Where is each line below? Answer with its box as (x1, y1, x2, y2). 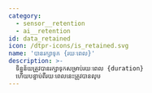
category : (8, 11, 42, 20)
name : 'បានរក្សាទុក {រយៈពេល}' (8, 49, 96, 57)
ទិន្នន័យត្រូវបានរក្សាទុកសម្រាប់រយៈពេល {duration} (15, 65, 144, 73)
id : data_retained (8, 34, 71, 43)
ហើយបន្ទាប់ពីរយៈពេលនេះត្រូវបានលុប (15, 72, 102, 80)
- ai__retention (15, 27, 71, 35)
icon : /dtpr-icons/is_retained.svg (8, 42, 129, 50)
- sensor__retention (15, 19, 85, 27)
